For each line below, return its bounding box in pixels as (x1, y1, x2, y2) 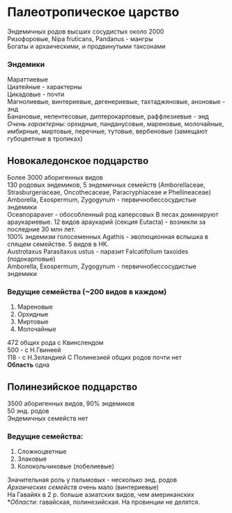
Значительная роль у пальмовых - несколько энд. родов (7, 475, 178, 484)
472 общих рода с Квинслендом (7, 339, 104, 347)
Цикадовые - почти (7, 90, 65, 98)
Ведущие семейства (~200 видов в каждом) (7, 286, 167, 296)
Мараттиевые (7, 75, 49, 84)
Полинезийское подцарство (7, 381, 138, 392)
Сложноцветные (17, 447, 68, 456)
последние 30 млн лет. (7, 225, 76, 233)
